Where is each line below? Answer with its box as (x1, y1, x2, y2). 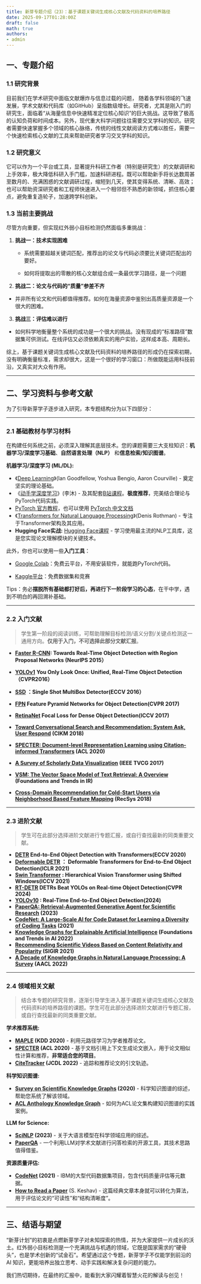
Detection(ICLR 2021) (14, 864, 70, 872)
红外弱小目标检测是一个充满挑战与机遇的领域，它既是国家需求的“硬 (16, 1244, 182, 1251)
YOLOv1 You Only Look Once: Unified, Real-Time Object (14, 668, 157, 675)
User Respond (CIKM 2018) (14, 730, 84, 737)
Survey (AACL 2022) (14, 960, 68, 967)
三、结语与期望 (6, 1219, 62, 1230)
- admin (6, 37, 26, 43)
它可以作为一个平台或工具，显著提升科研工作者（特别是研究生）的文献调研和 (6, 163, 195, 170)
